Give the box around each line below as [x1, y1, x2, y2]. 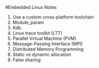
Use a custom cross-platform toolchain [12, 14, 94, 20]
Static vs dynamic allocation [12, 51, 72, 57]
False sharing [12, 57, 41, 62]
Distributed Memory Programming [12, 46, 84, 52]
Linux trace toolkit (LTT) [12, 30, 63, 36]
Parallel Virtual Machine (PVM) [12, 35, 77, 41]
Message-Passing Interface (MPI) [12, 41, 83, 47]
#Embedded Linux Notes [5, 5, 57, 10]
